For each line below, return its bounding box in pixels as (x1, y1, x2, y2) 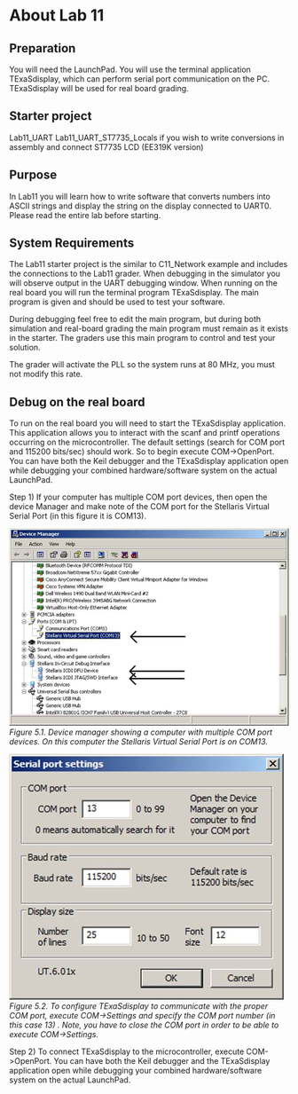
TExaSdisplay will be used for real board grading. (9, 83, 189, 93)
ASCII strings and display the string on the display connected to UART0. (9, 201, 272, 211)
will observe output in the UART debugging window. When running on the (9, 278, 278, 288)
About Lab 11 (9, 5, 105, 26)
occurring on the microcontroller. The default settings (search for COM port (9, 437, 286, 448)
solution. (9, 342, 42, 353)
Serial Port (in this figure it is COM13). (9, 511, 146, 522)
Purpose (9, 168, 58, 183)
